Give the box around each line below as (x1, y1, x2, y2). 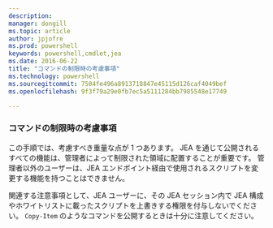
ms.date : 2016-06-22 (8, 58, 79, 66)
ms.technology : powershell (8, 72, 100, 80)
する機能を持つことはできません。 (15, 173, 130, 183)
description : (8, 11, 53, 20)
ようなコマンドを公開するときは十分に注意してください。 (66, 210, 258, 220)
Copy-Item (24, 212, 58, 220)
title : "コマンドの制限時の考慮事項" (8, 65, 120, 73)
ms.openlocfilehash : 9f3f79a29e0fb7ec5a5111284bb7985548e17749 (8, 87, 227, 96)
